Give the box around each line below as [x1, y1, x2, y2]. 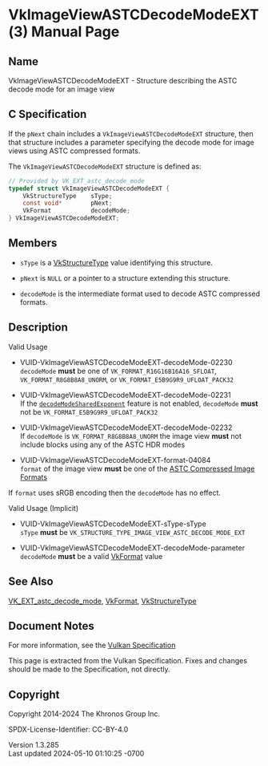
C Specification [8, 107, 87, 121]
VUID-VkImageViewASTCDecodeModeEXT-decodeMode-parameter [19, 543, 246, 553]
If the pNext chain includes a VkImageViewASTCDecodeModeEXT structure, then [8, 128, 254, 138]
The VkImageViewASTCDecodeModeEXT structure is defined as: [8, 161, 202, 171]
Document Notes [8, 619, 94, 633]
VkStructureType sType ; [22, 192, 113, 200]
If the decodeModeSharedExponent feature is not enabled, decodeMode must [19, 399, 258, 408]
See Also [8, 575, 54, 589]
